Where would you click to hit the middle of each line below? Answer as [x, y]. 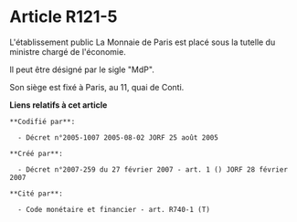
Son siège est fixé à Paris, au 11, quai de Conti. [97, 87]
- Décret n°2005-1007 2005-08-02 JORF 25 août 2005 [118, 137]
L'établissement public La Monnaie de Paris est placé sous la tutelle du [143, 42]
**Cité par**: [37, 194]
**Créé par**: [37, 153]
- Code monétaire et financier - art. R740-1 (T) [114, 209]
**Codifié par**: [42, 122]
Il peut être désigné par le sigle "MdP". [82, 69]
